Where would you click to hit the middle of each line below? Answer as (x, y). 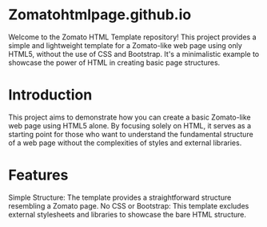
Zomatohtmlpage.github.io (100, 15)
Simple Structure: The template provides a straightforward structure (120, 197)
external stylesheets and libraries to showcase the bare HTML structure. (127, 214)
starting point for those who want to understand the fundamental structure (131, 134)
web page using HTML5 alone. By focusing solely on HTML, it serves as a (130, 125)
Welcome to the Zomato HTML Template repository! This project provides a (133, 37)
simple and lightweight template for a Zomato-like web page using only (125, 45)
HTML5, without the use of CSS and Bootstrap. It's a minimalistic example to (134, 54)
